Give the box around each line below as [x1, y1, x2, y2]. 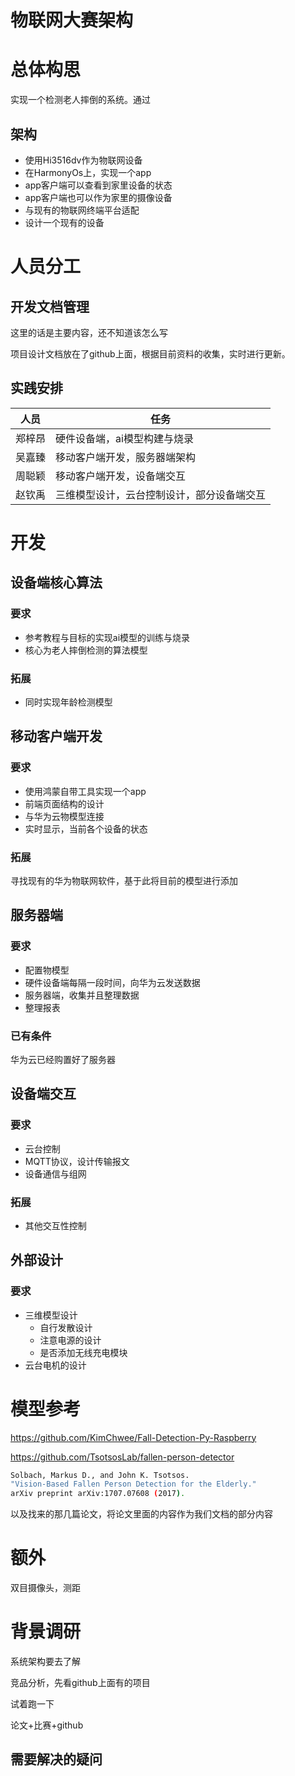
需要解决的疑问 [10, 1751, 103, 1768]
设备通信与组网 [24, 1167, 87, 1180]
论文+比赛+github [10, 1719, 84, 1731]
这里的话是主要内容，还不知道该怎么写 [10, 326, 168, 338]
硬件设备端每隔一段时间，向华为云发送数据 [24, 976, 201, 988]
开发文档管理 [10, 298, 90, 315]
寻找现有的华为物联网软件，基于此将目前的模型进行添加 [10, 874, 238, 886]
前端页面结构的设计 [24, 797, 105, 810]
